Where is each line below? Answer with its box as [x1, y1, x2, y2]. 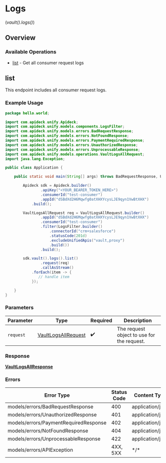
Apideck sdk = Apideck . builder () [23, 183, 92, 188]
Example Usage [5, 99, 43, 106]
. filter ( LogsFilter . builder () [40, 224, 103, 229]
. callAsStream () [40, 265, 74, 270]
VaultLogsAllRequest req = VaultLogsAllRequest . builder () [23, 210, 145, 215]
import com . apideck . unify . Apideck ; [5, 120, 79, 125]
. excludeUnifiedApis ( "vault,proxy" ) [49, 238, 125, 243]
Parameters [5, 304, 34, 311]
